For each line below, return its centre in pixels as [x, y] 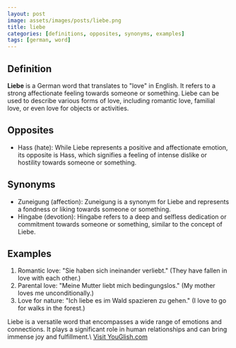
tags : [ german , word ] [39, 40]
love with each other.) [49, 278]
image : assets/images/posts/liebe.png [64, 20]
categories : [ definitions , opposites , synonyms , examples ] [96, 34]
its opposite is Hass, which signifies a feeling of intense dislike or [112, 155]
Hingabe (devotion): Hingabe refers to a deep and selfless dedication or [122, 217]
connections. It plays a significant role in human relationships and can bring [117, 330]
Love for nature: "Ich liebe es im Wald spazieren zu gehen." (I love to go [122, 301]
